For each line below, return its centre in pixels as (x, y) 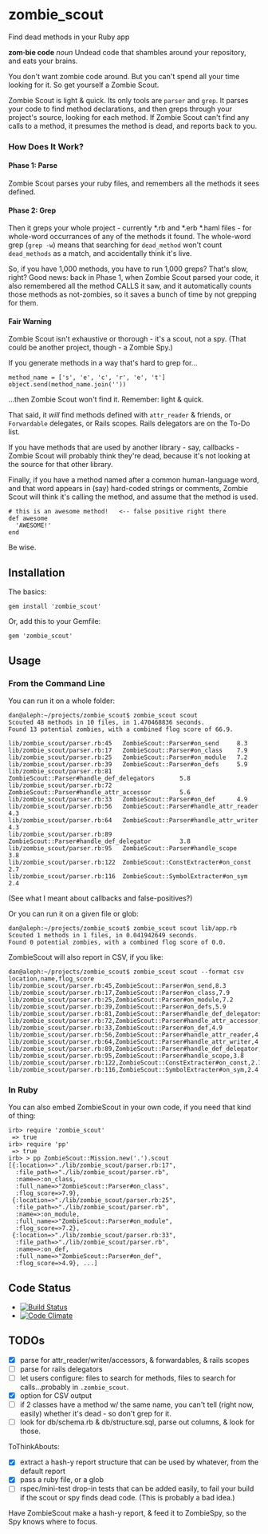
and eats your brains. (43, 61)
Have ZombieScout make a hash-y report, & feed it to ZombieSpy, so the (128, 1513)
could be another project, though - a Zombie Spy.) (91, 348)
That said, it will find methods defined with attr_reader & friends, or (120, 415)
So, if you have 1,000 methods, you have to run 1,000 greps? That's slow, (128, 269)
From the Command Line (57, 683)
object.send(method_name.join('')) (67, 385)
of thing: (22, 1116)
